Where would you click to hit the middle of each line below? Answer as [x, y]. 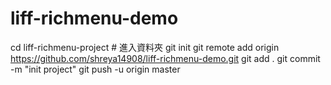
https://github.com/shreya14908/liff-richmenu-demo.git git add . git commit [165, 58]
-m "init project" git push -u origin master [95, 69]
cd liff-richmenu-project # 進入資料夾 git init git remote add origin [145, 47]
